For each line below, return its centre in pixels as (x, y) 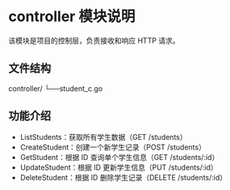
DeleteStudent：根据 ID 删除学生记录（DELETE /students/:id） (123, 177)
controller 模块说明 (72, 17)
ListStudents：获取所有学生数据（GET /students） (103, 137)
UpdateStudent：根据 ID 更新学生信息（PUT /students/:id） (119, 167)
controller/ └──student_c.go (56, 88)
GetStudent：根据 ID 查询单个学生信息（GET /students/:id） (119, 157)
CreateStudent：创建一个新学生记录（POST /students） (113, 147)
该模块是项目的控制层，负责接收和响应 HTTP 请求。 (94, 40)
